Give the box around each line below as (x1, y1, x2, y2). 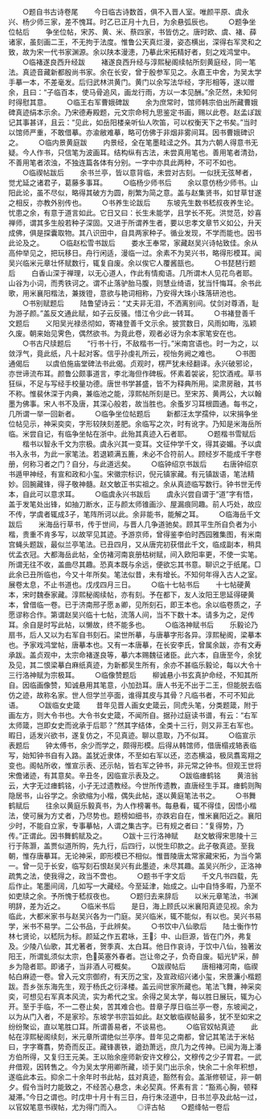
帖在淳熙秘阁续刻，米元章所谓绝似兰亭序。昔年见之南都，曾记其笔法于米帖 (8, 1032, 255, 1041)
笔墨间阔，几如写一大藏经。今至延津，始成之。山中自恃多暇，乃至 (35, 881, 255, 891)
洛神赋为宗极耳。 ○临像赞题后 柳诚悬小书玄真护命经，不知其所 (22, 670, 259, 679)
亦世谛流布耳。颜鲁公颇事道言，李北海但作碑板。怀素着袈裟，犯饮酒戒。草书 (8, 369, 262, 378)
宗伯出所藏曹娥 (208, 97, 259, 107)
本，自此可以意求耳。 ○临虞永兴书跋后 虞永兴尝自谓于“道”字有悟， (8, 490, 258, 498)
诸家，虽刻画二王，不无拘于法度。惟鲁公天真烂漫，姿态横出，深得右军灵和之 (8, 37, 262, 47)
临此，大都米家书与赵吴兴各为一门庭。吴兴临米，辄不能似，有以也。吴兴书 (8, 912, 255, 920)
